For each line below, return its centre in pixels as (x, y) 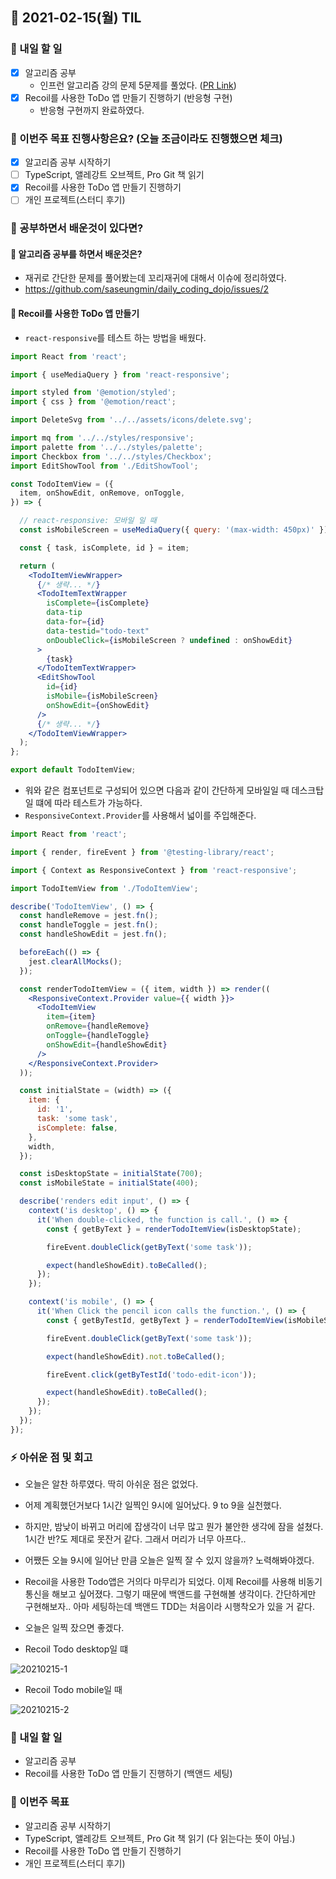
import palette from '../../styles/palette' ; (106, 447)
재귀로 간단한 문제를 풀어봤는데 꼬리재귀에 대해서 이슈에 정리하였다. (155, 278)
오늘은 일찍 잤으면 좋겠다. (74, 1628)
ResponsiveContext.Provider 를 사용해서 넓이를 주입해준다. (140, 815)
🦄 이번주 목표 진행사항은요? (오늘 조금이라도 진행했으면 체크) (146, 138)
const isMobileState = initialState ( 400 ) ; (109, 1183)
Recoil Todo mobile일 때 (73, 1690)
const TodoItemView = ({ (62, 484)
